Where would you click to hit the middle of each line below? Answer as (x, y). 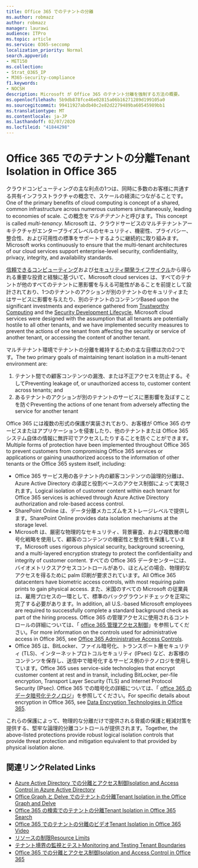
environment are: (27, 363)
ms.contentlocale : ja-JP (37, 116)
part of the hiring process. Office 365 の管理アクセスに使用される (94, 617)
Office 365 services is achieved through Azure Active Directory (92, 497)
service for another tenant (46, 411)
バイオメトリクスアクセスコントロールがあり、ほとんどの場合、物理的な (102, 568)
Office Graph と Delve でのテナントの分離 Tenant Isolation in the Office (100, 796)
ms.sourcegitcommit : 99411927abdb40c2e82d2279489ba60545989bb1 (86, 105)
